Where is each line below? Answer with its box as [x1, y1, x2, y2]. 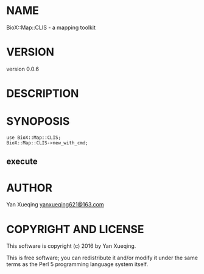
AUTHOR [6, 181, 53, 195]
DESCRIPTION [6, 86, 79, 100]
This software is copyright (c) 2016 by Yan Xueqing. [6, 242, 136, 250]
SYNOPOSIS [6, 114, 70, 128]
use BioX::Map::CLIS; [6, 135, 62, 141]
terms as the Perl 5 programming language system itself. [6, 261, 148, 268]
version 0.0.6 [6, 65, 40, 72]
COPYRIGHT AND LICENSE [6, 222, 144, 236]
